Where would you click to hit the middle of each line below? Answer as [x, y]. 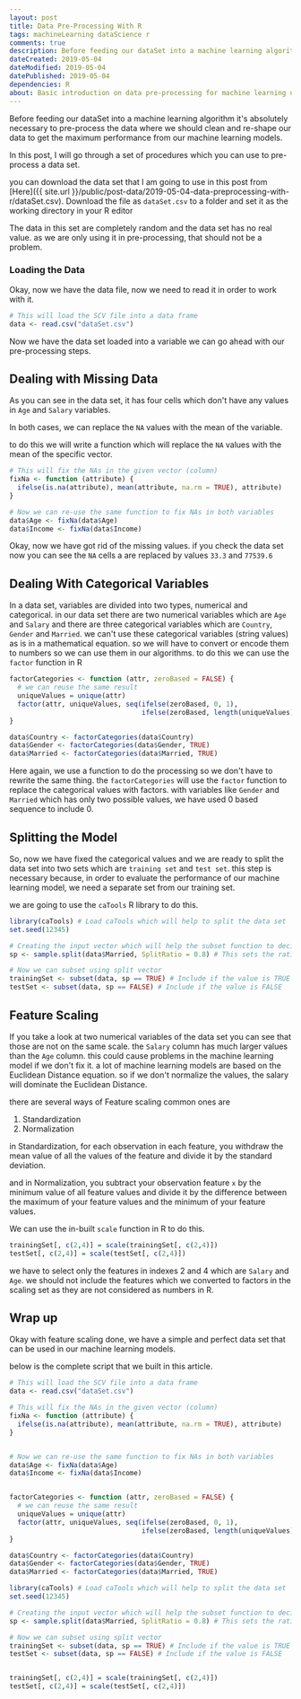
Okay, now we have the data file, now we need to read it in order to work [143, 289]
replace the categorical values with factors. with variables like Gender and [144, 790]
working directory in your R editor [71, 210]
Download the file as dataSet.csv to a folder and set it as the [177, 201]
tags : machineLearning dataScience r [80, 34]
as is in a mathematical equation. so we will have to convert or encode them [149, 644]
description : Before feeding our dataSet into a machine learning [136, 51]
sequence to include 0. [52, 809]
